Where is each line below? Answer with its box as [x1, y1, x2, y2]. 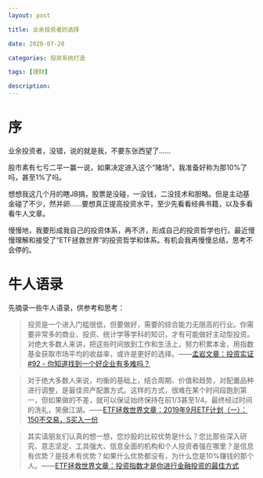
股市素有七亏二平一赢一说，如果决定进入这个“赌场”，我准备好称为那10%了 [8, 162, 248, 172]
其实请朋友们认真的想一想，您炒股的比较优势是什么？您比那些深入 [27, 431, 240, 440]
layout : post [8, 11, 51, 20]
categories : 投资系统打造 [8, 54, 86, 62]
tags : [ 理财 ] [8, 68, 49, 76]
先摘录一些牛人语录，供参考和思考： [8, 303, 125, 312]
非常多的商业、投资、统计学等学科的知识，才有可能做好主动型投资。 [34, 329, 254, 338]
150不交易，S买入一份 [27, 414, 99, 424]
